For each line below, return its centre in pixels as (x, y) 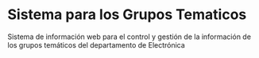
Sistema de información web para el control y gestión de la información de (129, 37)
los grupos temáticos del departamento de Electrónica (97, 44)
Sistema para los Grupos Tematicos (127, 15)
